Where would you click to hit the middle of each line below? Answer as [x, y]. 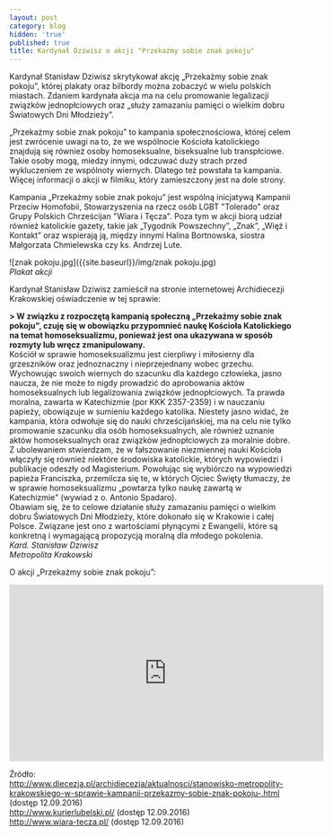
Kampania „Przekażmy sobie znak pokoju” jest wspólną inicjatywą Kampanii [150, 198]
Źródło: [22, 774]
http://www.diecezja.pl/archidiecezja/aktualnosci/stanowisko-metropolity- [146, 784]
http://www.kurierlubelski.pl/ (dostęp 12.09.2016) [100, 813]
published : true [39, 43]
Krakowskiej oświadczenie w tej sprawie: [85, 299]
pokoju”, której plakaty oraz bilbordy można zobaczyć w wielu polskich [140, 86]
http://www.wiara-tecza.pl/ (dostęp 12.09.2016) [97, 822]
